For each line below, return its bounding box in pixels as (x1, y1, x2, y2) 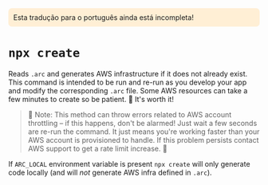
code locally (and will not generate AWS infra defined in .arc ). (8, 167, 213, 177)
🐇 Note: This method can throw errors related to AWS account (27, 109, 232, 119)
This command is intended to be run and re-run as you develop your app (8, 77, 247, 87)
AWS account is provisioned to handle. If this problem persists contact (27, 135, 259, 144)
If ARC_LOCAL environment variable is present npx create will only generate (8, 159, 250, 168)
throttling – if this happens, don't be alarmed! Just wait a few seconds (27, 118, 258, 128)
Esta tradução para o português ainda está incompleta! (13, 13, 194, 22)
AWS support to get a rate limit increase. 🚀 (27, 144, 167, 153)
